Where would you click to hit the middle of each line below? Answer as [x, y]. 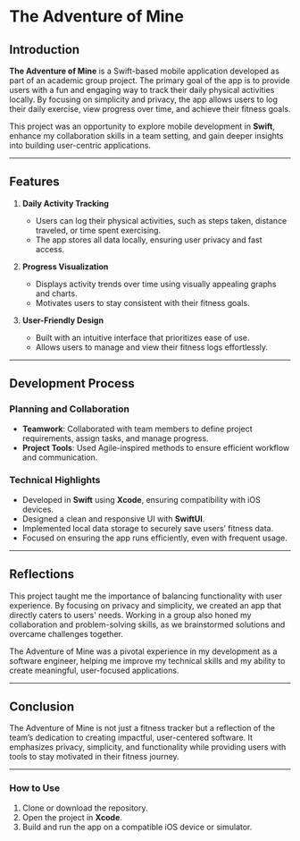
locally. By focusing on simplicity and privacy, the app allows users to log [144, 99]
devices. [38, 509]
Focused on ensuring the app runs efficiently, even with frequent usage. [155, 538]
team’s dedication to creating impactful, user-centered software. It [131, 738]
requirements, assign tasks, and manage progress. [115, 438]
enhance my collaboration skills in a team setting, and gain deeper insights [146, 136]
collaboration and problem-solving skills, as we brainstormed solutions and [147, 624]
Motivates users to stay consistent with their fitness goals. [142, 302]
